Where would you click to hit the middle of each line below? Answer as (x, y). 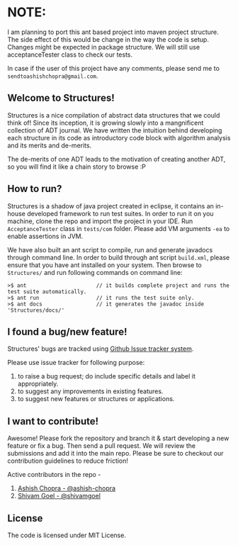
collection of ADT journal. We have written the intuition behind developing (115, 130)
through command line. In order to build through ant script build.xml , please (119, 257)
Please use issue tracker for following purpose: (76, 363)
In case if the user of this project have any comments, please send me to (113, 68)
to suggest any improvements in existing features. (90, 391)
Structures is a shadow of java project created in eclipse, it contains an (111, 206)
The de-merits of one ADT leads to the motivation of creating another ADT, (117, 159)
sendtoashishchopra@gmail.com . (53, 76)
